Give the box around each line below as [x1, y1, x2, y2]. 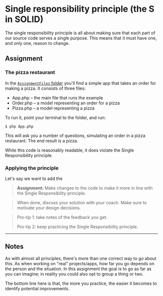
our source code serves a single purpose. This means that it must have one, [5, 35, 157, 41]
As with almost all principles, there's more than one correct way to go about [5, 255, 157, 261]
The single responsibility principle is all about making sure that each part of [5, 30, 156, 36]
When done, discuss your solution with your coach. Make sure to [16, 199, 147, 205]
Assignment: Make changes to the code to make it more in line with [16, 185, 153, 191]
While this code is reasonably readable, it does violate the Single [5, 147, 134, 153]
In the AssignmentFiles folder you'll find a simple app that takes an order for [5, 80, 156, 86]
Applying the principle [5, 164, 59, 171]
